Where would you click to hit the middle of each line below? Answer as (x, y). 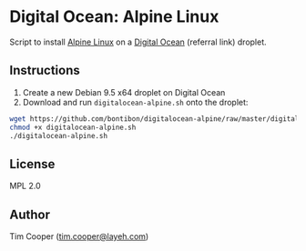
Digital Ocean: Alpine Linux (114, 17)
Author (30, 214)
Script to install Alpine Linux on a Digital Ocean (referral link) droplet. (138, 42)
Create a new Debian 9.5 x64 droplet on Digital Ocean (124, 92)
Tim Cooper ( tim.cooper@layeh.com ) (79, 236)
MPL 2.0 (25, 186)
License (32, 164)
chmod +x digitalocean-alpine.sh (73, 127)
